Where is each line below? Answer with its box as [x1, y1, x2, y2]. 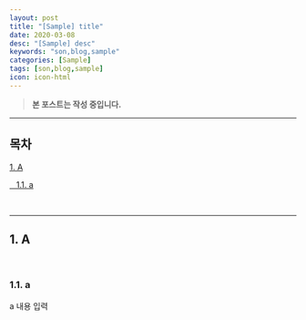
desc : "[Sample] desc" [9, 38, 96, 48]
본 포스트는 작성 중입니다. [31, 98, 122, 109]
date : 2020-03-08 [9, 30, 76, 39]
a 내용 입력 [9, 300, 48, 311]
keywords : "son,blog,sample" [9, 47, 120, 57]
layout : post [9, 13, 59, 23]
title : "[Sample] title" [9, 22, 104, 31]
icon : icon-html [9, 73, 71, 82]
